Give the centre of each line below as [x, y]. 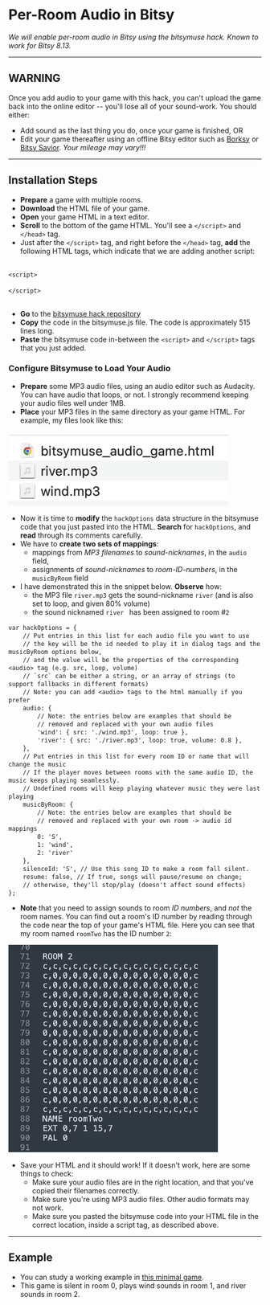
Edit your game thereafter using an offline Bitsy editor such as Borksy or [139, 139]
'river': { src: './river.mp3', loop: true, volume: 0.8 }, [140, 740]
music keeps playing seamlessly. [64, 780]
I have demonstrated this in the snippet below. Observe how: [121, 586]
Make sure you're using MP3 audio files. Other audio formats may [141, 1199]
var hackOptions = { [43, 628]
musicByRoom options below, [55, 652]
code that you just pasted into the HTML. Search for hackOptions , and [135, 526]
